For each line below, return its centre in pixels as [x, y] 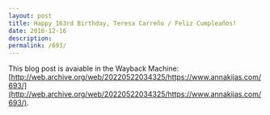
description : [30, 38]
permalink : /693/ [38, 46]
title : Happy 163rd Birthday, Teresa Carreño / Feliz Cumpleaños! [122, 23]
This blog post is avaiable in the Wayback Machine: [94, 68]
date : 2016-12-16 [38, 31]
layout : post [30, 16]
